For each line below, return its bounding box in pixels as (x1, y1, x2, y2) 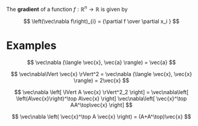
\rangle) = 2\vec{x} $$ (73, 77, 130, 84)
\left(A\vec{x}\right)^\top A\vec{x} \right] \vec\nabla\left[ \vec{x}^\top (16, 95, 187, 102)
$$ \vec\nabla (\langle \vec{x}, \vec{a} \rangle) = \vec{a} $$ (27, 58, 176, 66)
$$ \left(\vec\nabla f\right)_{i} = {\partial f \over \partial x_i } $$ (23, 17, 180, 25)
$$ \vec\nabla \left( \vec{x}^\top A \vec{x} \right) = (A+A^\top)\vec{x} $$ (11, 113, 191, 120)
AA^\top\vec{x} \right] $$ (70, 101, 133, 109)
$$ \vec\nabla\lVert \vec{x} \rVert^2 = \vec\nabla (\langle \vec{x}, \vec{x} (11, 70, 192, 77)
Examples (6, 39, 57, 52)
